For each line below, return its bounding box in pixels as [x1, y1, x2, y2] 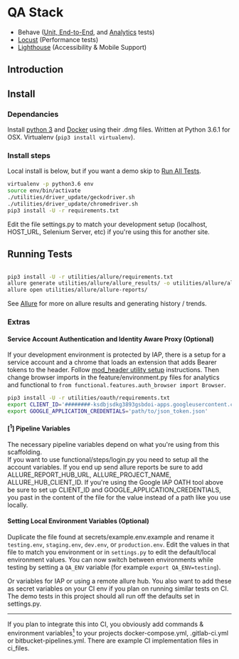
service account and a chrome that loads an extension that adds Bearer [7, 358, 217, 367]
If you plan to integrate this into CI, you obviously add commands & [7, 620, 204, 628]
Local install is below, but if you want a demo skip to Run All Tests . [7, 167, 201, 175]
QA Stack [7, 4, 64, 21]
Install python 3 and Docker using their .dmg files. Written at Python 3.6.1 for [7, 125, 230, 134]
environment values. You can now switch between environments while [7, 555, 213, 564]
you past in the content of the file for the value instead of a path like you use [7, 492, 231, 502]
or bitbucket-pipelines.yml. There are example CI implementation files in [7, 636, 218, 645]
